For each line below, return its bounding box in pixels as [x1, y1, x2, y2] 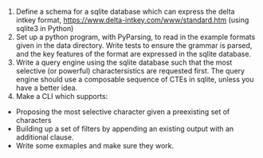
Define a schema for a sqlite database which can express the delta [15, 7, 235, 16]
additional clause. [15, 132, 74, 142]
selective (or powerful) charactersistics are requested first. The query [15, 66, 245, 75]
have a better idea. [15, 83, 78, 93]
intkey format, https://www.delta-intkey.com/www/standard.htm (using [15, 15, 249, 25]
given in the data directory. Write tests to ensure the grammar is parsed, [15, 41, 253, 50]
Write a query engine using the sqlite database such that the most [15, 57, 233, 67]
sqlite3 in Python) [15, 24, 74, 33]
